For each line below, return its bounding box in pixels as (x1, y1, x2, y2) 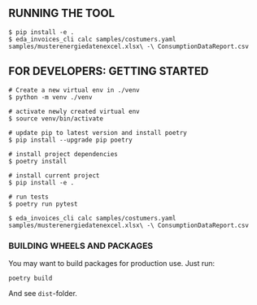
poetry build (8, 274, 53, 282)
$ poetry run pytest (8, 199, 79, 208)
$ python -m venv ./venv (8, 93, 93, 101)
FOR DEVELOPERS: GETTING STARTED (8, 64, 209, 78)
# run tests (8, 193, 49, 201)
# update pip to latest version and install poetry (8, 129, 187, 137)
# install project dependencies (8, 150, 118, 158)
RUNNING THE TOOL (8, 7, 115, 20)
